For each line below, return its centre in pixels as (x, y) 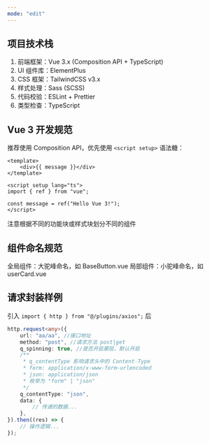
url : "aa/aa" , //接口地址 (55, 335)
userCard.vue (27, 274)
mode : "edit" (26, 14)
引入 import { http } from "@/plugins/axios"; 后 (79, 316)
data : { (31, 400)
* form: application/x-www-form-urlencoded (87, 368)
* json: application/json (61, 375)
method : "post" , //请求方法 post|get (73, 342)
